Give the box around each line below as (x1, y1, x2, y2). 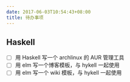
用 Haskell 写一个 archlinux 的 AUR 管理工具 (15, 54, 125, 61)
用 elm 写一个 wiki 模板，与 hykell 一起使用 (15, 69, 122, 77)
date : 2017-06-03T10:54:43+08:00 (6, 9, 91, 15)
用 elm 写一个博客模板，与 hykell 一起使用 (15, 61, 120, 69)
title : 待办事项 (6, 15, 44, 21)
